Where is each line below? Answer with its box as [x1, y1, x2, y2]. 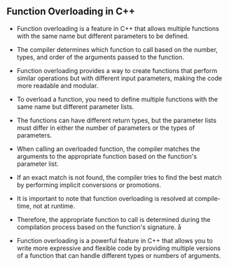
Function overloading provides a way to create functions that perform [16, 66, 218, 74]
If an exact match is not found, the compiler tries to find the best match [16, 173, 222, 181]
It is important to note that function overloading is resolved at [16, 194, 193, 202]
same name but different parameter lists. [16, 102, 134, 111]
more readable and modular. [16, 81, 99, 90]
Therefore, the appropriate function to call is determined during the [16, 215, 211, 223]
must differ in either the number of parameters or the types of [16, 123, 195, 132]
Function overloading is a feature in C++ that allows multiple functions [16, 24, 220, 32]
